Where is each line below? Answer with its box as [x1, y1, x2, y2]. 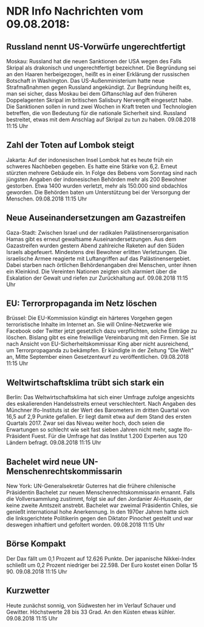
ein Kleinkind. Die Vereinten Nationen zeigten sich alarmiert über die [6, 267, 177, 275]
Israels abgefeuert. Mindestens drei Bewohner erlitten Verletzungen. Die [6, 248, 187, 255]
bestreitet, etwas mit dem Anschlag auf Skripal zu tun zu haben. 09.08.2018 [6, 116, 196, 123]
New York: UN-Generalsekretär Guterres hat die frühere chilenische [6, 483, 176, 490]
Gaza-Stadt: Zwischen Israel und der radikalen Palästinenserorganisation [6, 228, 189, 236]
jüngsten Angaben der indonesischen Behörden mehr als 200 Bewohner [6, 175, 187, 183]
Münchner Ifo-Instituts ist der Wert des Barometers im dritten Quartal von [6, 406, 189, 414]
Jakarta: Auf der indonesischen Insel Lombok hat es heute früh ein [6, 156, 173, 163]
